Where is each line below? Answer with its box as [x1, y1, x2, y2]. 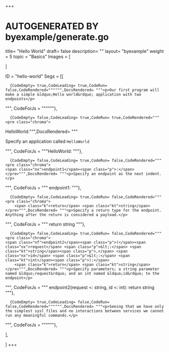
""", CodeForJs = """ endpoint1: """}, [5, 184, 81, 190]
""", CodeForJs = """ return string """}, [5, 221, 86, 227]
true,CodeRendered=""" [111, 115, 159, 120]
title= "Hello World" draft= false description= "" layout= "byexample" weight [5, 48, 164, 54]
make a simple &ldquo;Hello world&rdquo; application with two [5, 92, 142, 97]
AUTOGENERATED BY [5, 21, 99, 32]
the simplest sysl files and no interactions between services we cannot [5, 308, 164, 313]
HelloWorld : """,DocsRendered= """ [5, 128, 78, 135]
